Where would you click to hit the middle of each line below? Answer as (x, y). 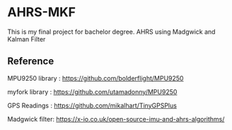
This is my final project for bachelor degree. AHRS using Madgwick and (111, 32)
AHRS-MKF (42, 12)
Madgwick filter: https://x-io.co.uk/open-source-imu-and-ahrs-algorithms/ (116, 119)
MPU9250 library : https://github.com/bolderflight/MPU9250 (95, 78)
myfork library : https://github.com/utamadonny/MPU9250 (92, 91)
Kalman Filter (27, 39)
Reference (31, 61)
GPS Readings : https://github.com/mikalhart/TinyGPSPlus (92, 105)
